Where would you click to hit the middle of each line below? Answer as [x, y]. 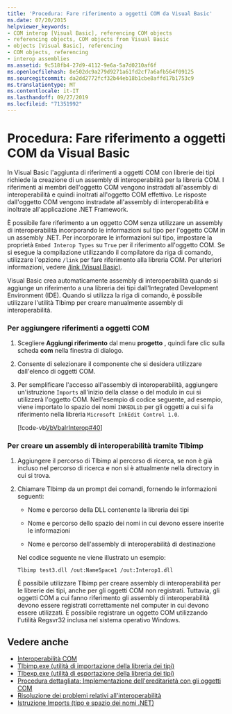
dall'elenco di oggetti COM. [56, 372]
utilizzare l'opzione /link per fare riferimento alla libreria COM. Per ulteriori [115, 259]
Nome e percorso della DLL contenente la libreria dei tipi [108, 510]
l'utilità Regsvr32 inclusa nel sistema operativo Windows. [99, 620]
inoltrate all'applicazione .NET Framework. [68, 209]
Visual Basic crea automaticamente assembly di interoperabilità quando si [113, 280]
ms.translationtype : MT [42, 85]
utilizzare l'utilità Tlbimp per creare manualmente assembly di [95, 302]
